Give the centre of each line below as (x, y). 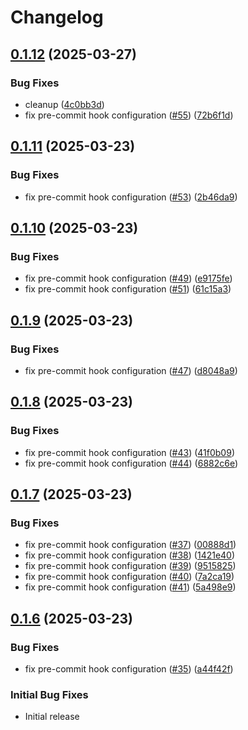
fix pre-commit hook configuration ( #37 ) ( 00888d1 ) (130, 545)
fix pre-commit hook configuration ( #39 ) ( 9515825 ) (130, 566)
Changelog (57, 17)
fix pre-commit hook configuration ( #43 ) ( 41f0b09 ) (129, 452)
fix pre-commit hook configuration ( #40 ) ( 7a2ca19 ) (129, 577)
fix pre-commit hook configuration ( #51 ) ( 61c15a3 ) (128, 289)
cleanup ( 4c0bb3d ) (64, 104)
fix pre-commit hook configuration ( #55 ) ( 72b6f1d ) (129, 115)
